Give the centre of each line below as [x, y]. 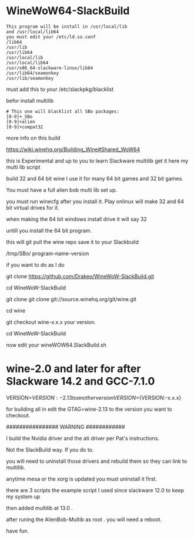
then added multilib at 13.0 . [40, 508]
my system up [23, 496]
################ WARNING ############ [66, 427]
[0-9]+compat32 [25, 127]
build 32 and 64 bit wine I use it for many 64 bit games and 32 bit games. [95, 178]
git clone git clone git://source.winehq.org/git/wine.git [71, 299]
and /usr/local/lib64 [33, 32]
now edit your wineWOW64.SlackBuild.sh [56, 345]
